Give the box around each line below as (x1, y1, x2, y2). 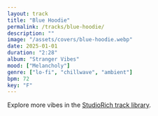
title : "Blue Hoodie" (7, 17, 71, 24)
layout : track (7, 10, 49, 17)
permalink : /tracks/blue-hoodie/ (7, 23, 105, 30)
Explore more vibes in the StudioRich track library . (7, 101, 152, 109)
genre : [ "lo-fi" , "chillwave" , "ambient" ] (7, 68, 133, 75)
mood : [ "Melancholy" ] (7, 62, 71, 69)
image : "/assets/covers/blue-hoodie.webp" (7, 36, 133, 43)
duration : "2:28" (7, 50, 58, 57)
